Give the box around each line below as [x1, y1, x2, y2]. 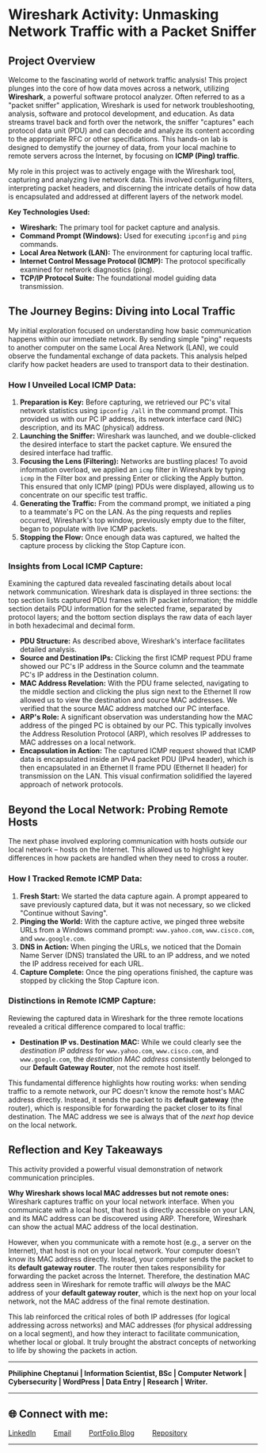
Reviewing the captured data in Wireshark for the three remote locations [8, 1013, 244, 1022]
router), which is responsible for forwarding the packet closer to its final [8, 1103, 242, 1113]
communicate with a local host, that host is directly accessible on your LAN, [8, 1205, 256, 1215]
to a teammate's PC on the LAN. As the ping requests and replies [19, 507, 232, 517]
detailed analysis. [19, 645, 78, 655]
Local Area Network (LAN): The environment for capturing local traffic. [19, 248, 253, 257]
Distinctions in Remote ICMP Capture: [8, 995, 157, 1007]
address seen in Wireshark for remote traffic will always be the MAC [8, 1279, 231, 1289]
